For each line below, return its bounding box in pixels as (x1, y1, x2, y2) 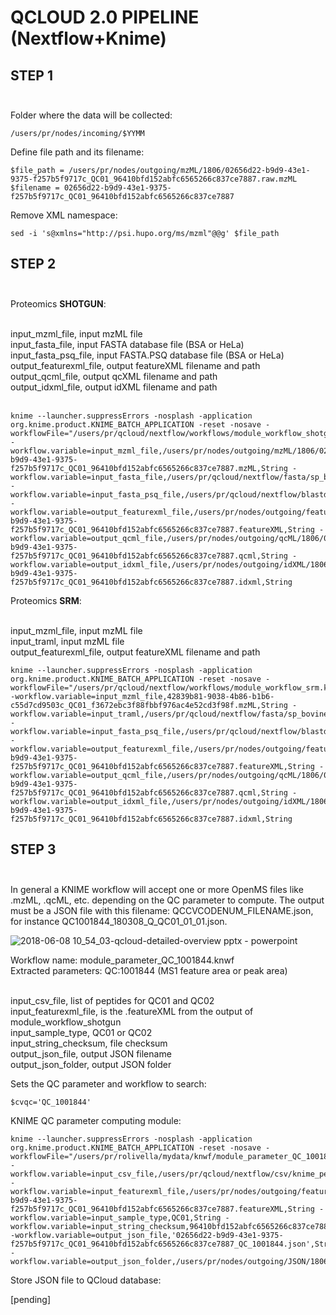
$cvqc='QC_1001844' (10, 1097, 92, 1107)
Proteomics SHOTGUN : (10, 297, 107, 310)
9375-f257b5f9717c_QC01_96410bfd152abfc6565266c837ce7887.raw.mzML (10, 174, 298, 184)
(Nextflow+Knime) (10, 27, 167, 50)
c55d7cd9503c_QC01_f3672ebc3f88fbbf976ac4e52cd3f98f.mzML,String (10, 700, 288, 710)
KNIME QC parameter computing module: (10, 1114, 182, 1126)
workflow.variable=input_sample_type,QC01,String (10, 1212, 222, 1223)
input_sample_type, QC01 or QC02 (10, 1026, 153, 1038)
